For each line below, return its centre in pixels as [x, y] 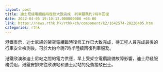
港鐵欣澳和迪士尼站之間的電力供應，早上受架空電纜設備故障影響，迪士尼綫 [79, 58]
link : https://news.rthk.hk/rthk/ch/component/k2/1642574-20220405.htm [79, 23]
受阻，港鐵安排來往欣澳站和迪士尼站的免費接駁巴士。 [62, 65]
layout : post [18, 9]
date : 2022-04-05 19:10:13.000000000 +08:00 [51, 18]
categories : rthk [23, 28]
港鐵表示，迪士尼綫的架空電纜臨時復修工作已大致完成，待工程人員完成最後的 [81, 42]
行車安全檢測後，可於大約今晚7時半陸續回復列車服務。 [59, 48]
